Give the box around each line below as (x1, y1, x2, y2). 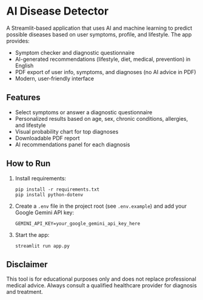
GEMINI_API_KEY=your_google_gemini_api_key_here (15, 220, 141, 227)
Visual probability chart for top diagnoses (15, 128, 119, 135)
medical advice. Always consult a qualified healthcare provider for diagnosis (6, 282, 197, 289)
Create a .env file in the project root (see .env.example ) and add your (15, 202, 187, 210)
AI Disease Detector (6, 4, 109, 18)
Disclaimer (6, 259, 48, 270)
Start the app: (15, 231, 50, 238)
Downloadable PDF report (15, 134, 80, 141)
